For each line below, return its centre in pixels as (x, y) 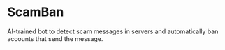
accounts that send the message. (55, 38)
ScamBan (36, 12)
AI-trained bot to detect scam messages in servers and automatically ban (113, 31)
